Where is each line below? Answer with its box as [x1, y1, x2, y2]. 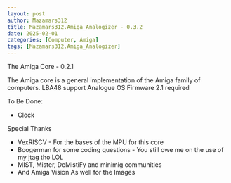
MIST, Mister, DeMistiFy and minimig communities [17, 160, 162, 169]
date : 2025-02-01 [7, 30, 58, 37]
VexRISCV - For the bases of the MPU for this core [17, 138, 164, 146]
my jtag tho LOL [17, 153, 64, 161]
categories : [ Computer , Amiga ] [7, 37, 99, 44]
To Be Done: [7, 97, 44, 106]
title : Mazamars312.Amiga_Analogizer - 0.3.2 [7, 23, 143, 30]
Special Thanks [7, 125, 52, 132]
